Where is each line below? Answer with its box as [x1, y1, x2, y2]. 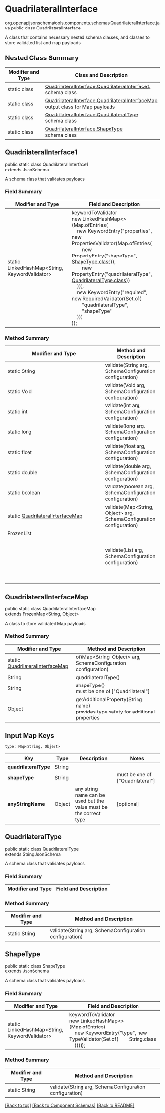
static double [7, 469, 38, 476]
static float [7, 449, 32, 456]
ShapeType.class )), [71, 258, 116, 265]
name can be [75, 792, 105, 799]
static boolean [7, 489, 41, 496]
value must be [75, 804, 108, 811]
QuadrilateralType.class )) [71, 277, 130, 284]
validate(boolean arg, [105, 483, 154, 490]
